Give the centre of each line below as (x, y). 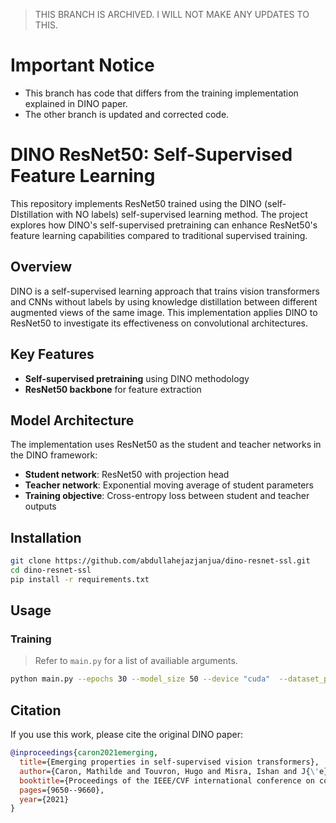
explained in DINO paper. (76, 103)
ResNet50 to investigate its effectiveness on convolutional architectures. (159, 323)
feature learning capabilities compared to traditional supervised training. (159, 235)
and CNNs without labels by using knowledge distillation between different (164, 301)
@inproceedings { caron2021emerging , (84, 753)
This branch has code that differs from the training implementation (161, 93)
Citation (36, 710)
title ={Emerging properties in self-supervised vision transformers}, (169, 762)
